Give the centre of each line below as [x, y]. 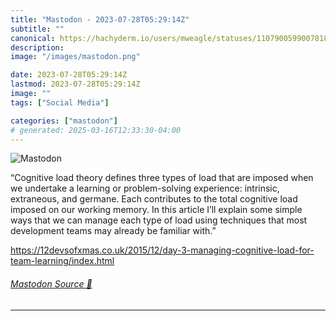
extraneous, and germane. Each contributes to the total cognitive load [154, 199]
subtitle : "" [37, 29]
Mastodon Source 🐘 [51, 283]
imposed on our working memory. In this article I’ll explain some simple [156, 210]
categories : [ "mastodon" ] [64, 121]
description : [37, 47]
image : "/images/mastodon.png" [75, 57]
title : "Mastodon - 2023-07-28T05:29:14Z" [100, 19]
